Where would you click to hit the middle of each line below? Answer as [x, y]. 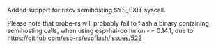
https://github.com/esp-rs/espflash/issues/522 [75, 38]
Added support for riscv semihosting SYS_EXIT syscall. [86, 10]
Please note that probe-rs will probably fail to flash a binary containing [108, 23]
